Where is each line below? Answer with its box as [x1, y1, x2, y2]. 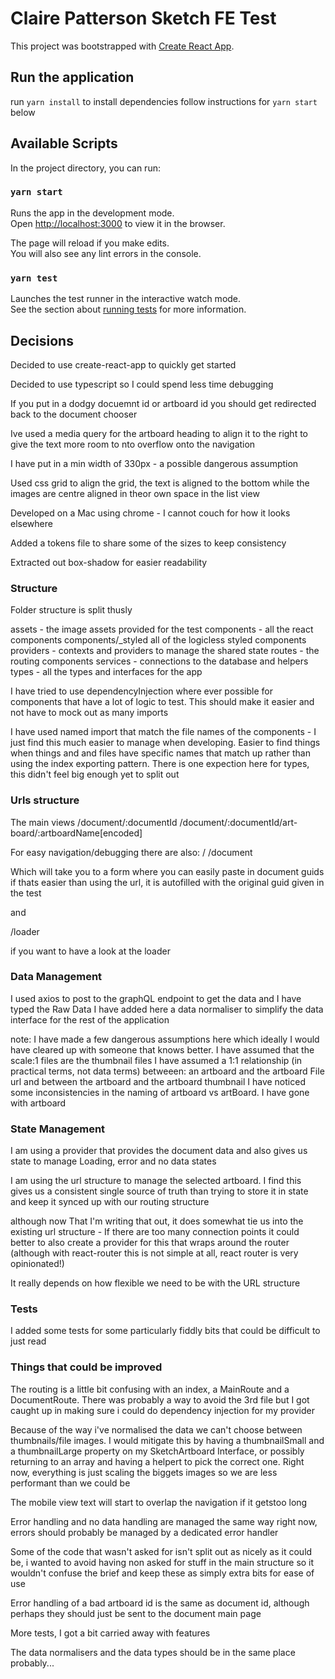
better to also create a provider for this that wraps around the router [10, 1237, 290, 1249]
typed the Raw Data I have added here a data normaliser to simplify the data [10, 1003, 324, 1015]
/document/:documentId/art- [179, 816, 298, 828]
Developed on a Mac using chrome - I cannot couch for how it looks [10, 507, 291, 519]
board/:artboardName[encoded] [10, 827, 143, 839]
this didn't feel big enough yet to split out [10, 768, 180, 781]
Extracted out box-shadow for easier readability [10, 556, 208, 568]
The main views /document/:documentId [10, 816, 178, 828]
